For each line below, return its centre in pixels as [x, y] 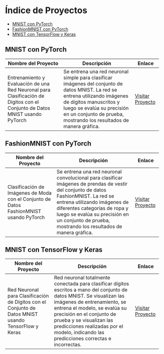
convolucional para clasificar [90, 178]
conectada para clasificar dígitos [92, 284]
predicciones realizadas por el [89, 326]
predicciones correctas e [82, 338]
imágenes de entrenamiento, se [90, 302]
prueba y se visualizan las [84, 320]
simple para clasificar [88, 77]
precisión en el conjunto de [85, 314]
